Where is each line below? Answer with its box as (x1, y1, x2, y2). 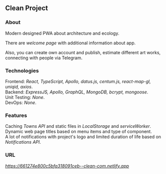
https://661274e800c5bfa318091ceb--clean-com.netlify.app (5, 163, 130, 169)
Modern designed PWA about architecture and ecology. (5, 30, 120, 36)
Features (5, 112, 27, 119)
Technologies (5, 67, 39, 74)
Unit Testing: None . (5, 94, 45, 100)
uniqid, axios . (5, 84, 33, 89)
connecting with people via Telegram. (5, 55, 83, 61)
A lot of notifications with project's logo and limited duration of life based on (5, 134, 161, 140)
